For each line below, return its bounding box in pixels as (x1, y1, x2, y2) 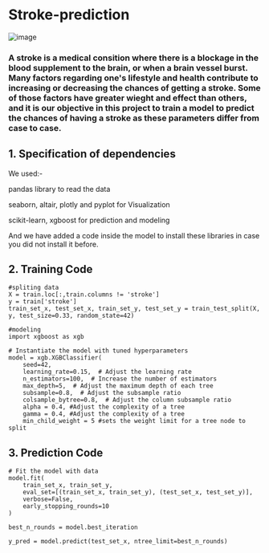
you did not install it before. (8, 239, 99, 249)
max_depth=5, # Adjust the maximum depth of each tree (22, 382, 214, 390)
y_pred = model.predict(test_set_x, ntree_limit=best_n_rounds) (8, 538, 228, 546)
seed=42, (22, 361, 52, 369)
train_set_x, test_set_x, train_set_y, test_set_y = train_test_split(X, (8, 305, 261, 313)
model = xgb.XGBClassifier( (8, 354, 103, 362)
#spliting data (8, 283, 59, 292)
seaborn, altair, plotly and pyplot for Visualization (8, 199, 170, 209)
